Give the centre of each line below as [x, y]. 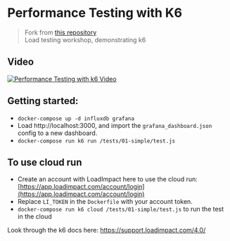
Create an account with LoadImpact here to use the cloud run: [108, 179]
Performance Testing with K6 [95, 13]
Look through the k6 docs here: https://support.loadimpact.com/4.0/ [107, 230]
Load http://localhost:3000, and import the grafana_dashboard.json [115, 125]
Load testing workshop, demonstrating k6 [85, 39]
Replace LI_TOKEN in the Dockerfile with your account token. [105, 202]
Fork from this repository [60, 32]
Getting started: [43, 101]
